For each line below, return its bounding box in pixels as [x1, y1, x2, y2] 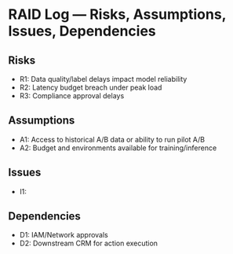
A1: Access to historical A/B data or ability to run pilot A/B [19, 134, 206, 144]
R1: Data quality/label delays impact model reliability [19, 75, 187, 83]
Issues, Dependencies [8, 22, 156, 40]
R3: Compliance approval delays [19, 91, 125, 100]
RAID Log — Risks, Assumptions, [8, 6, 226, 24]
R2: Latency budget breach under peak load [19, 83, 162, 92]
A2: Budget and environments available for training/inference [19, 143, 217, 153]
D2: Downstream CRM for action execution [19, 238, 158, 248]
